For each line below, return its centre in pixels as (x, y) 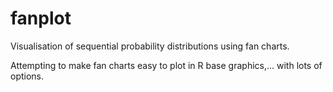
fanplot (41, 18)
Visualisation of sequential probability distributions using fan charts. (150, 46)
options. (27, 76)
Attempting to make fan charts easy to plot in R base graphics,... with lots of (166, 65)
